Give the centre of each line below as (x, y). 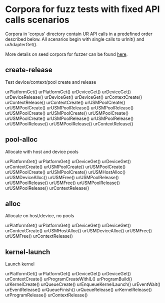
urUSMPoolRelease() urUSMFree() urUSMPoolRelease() (62, 183)
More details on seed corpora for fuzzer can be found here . (66, 54)
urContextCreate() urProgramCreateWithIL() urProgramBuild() (69, 279)
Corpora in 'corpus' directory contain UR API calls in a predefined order (79, 34)
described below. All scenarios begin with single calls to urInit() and (75, 39)
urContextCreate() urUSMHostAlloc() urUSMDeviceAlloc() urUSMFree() (79, 231)
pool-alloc (21, 140)
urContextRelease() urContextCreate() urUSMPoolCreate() (65, 102)
